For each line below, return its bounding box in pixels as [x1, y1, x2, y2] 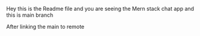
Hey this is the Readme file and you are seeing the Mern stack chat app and [6, 5, 195, 12]
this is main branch [6, 11, 54, 19]
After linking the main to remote [6, 23, 85, 30]
